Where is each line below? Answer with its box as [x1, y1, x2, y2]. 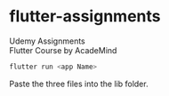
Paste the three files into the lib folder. [9, 78, 149, 89]
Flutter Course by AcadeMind [9, 44, 117, 55]
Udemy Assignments [9, 36, 86, 46]
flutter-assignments [9, 6, 161, 27]
